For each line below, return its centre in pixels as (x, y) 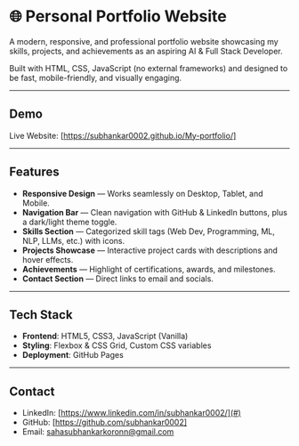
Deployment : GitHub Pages (73, 355)
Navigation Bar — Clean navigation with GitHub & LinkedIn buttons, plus (154, 212)
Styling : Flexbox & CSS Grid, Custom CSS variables (117, 345)
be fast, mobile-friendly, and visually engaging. (96, 77)
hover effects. (48, 259)
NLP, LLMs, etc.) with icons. (73, 240)
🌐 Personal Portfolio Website (118, 16)
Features (34, 172)
